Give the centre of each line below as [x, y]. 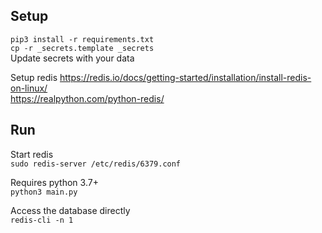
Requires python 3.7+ [54, 182]
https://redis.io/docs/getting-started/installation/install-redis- [185, 77]
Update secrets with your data [72, 58]
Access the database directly [70, 210]
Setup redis [34, 77]
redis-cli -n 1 [42, 220]
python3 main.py [44, 192]
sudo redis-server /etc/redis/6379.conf [96, 164]
